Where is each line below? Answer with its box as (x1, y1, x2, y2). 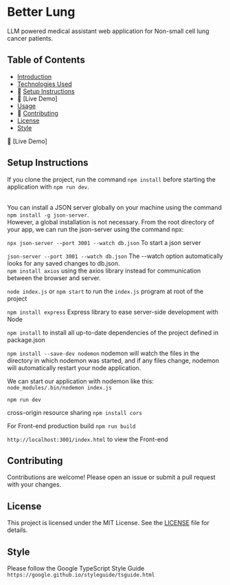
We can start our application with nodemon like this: (7, 376, 154, 385)
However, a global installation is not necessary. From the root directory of (7, 217, 215, 226)
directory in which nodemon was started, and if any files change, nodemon (7, 356, 220, 365)
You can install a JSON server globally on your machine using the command (7, 203, 222, 211)
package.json (7, 335, 46, 344)
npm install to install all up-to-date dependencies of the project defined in (7, 328, 218, 337)
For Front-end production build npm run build (7, 421, 136, 430)
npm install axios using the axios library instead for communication (7, 266, 201, 275)
